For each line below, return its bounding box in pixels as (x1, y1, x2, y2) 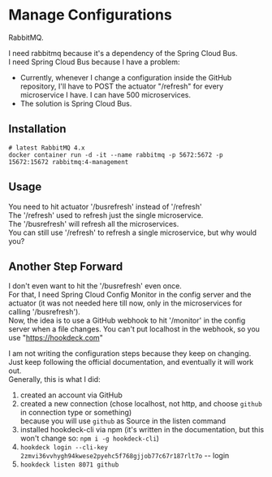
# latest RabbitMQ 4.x (8, 144, 85, 152)
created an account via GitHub (19, 390, 123, 400)
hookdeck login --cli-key (19, 444, 108, 452)
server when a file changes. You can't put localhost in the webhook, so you (8, 324, 260, 334)
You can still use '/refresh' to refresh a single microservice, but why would (8, 228, 257, 237)
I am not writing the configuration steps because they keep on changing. (8, 349, 252, 358)
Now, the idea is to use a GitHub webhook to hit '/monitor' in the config (8, 315, 246, 326)
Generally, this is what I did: (8, 375, 101, 384)
